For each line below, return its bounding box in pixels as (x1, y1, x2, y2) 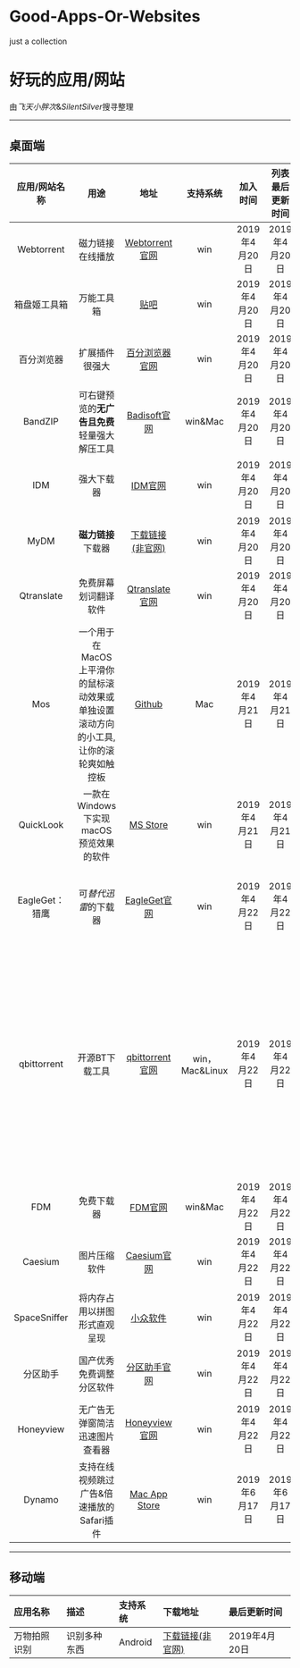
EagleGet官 (124, 894, 172, 906)
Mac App (129, 1487, 168, 1500)
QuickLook (18, 818, 64, 830)
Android (119, 1636, 153, 1648)
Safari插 (79, 1513, 114, 1526)
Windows (77, 799, 117, 812)
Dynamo (23, 1493, 59, 1505)
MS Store (129, 818, 169, 830)
